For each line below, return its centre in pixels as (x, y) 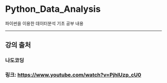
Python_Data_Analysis (53, 9)
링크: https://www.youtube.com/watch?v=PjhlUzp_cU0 (73, 75)
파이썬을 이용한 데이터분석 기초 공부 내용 (44, 23)
